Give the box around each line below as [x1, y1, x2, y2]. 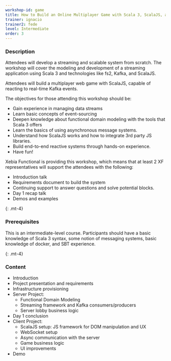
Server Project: [12, 291, 44, 297]
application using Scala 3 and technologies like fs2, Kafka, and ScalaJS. [5, 70, 156, 76]
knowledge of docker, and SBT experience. [5, 241, 96, 247]
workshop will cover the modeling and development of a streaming [5, 65, 146, 71]
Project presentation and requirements [12, 280, 94, 286]
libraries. [12, 138, 32, 144]
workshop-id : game [5, 7, 44, 13]
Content [5, 263, 26, 270]
